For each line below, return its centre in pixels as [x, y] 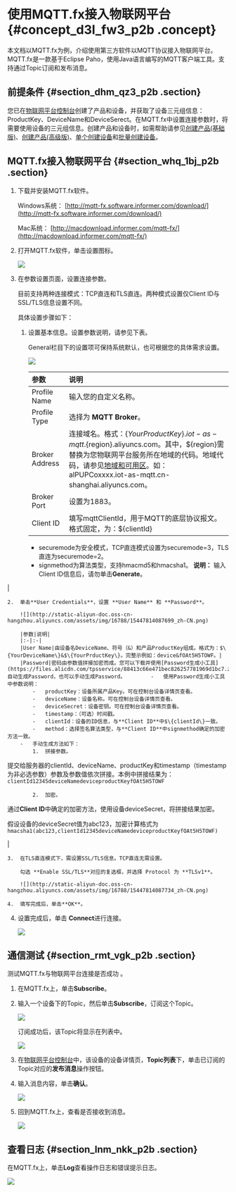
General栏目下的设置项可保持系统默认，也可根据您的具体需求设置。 [125, 347]
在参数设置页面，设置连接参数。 [64, 278]
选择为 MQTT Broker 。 [107, 417]
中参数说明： [23, 684]
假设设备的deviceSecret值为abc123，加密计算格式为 [83, 824]
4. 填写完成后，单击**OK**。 [47, 904]
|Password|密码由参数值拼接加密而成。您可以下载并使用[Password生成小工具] [119, 663]
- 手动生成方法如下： [50, 744]
